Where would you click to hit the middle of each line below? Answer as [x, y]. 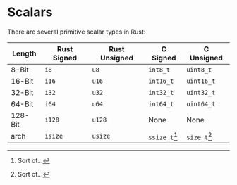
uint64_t [201, 104]
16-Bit [22, 81]
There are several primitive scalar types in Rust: [77, 32]
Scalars [30, 12]
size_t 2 [199, 136]
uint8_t [199, 70]
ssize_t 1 [163, 136]
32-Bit [22, 92]
